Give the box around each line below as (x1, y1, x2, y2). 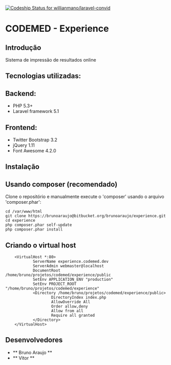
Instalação (5, 162, 40, 171)
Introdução (5, 43, 41, 52)
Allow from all (51, 309, 83, 314)
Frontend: (5, 123, 37, 132)
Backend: (5, 89, 36, 98)
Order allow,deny (51, 304, 88, 309)
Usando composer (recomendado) (5, 180, 118, 188)
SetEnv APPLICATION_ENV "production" (32, 277, 114, 282)
